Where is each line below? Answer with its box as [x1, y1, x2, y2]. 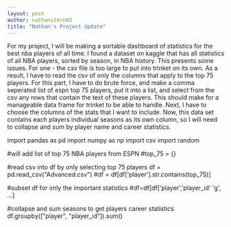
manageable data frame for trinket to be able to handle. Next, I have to [7, 101, 207, 109]
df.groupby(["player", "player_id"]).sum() [7, 212, 123, 220]
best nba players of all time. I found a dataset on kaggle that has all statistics [7, 49, 225, 57]
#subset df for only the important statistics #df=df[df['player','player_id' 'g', [7, 184, 221, 192]
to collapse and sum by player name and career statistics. [7, 122, 171, 131]
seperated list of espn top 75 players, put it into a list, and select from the [7, 86, 215, 94]
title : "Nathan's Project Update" [7, 23, 107, 30]
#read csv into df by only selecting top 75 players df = [7, 163, 161, 172]
